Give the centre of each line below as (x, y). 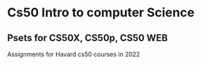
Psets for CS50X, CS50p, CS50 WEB (88, 38)
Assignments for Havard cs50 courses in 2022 (74, 54)
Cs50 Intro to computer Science (101, 13)
